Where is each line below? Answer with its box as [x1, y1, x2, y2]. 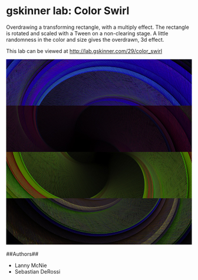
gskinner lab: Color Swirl [6, 4, 130, 18]
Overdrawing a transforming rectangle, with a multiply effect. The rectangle [6, 24, 190, 31]
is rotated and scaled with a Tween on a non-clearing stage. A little [6, 29, 169, 36]
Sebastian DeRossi [14, 268, 61, 275]
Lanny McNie [14, 262, 47, 269]
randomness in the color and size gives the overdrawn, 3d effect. [6, 36, 164, 43]
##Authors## [6, 250, 39, 257]
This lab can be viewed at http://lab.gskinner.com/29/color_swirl [6, 47, 163, 54]
